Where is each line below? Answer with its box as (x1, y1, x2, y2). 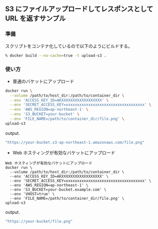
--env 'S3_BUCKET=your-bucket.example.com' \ (10, 187, 107, 192)
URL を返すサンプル (5, 14, 66, 23)
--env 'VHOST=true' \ (10, 191, 55, 196)
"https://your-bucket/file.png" (5, 218, 73, 224)
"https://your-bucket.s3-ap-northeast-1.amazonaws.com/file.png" (5, 140, 144, 145)
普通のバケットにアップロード (12, 78, 74, 84)
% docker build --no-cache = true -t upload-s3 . (5, 53, 107, 58)
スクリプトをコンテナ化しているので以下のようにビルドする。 (5, 43, 133, 49)
